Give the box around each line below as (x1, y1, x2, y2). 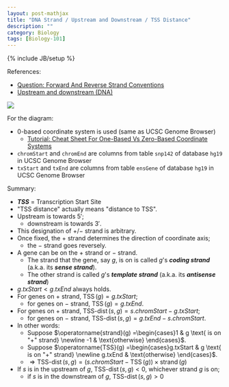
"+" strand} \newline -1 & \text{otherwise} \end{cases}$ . (27, 336, 187, 345)
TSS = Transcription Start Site (16, 198, 102, 206)
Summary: (7, 184, 36, 192)
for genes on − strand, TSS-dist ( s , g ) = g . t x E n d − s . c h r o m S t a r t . (27, 314, 206, 323)
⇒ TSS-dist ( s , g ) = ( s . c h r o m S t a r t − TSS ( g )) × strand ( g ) (29, 358, 187, 366)
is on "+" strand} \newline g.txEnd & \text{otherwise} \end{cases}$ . (27, 351, 217, 359)
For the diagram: (7, 114, 54, 123)
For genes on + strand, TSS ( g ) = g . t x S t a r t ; (16, 292, 138, 301)
